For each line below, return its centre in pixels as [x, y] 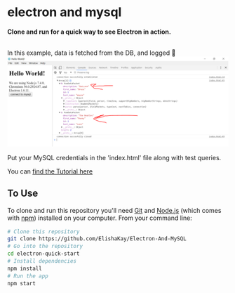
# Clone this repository [43, 232]
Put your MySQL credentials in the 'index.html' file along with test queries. [114, 157]
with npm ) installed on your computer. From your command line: [100, 218]
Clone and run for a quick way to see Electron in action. [89, 32]
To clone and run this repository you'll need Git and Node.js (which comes [114, 210]
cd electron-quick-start [43, 254]
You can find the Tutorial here [50, 171]
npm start [22, 283]
